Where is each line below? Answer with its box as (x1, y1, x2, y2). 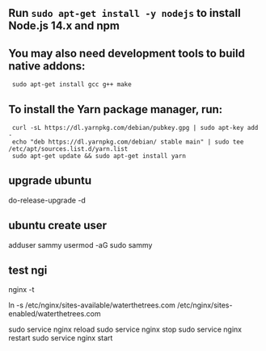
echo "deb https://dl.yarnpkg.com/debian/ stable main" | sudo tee (11, 138, 244, 146)
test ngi (8, 264, 48, 278)
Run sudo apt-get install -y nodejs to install (8, 6, 241, 20)
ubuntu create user (8, 219, 108, 232)
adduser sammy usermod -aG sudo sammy (8, 240, 153, 249)
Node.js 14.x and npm (8, 19, 120, 33)
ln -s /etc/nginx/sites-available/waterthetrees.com (8, 300, 176, 310)
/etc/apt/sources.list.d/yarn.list (8, 145, 129, 153)
